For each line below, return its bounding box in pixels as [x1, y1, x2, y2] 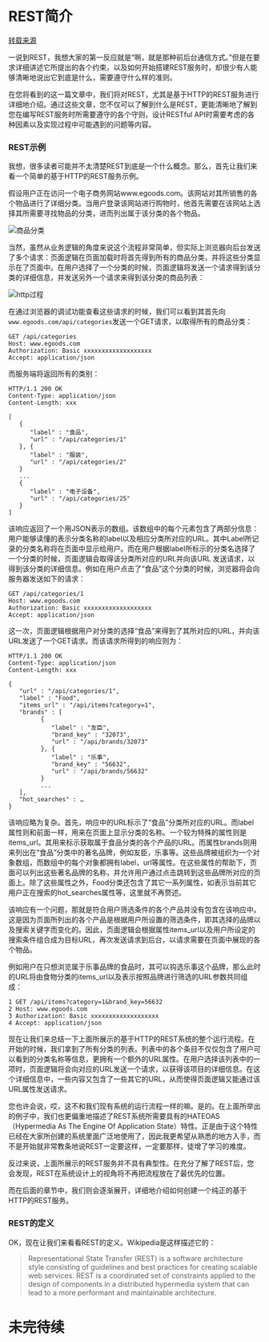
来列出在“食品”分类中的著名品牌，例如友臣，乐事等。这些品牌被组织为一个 [8, 848, 254, 858]
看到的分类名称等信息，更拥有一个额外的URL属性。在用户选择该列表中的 [14, 1054, 254, 1064]
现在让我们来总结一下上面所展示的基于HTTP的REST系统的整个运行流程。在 [8, 1034, 255, 1044]
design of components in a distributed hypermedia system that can [27, 1279, 250, 1288]
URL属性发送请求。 [8, 1085, 72, 1094]
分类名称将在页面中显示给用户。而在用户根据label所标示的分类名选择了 [22, 544, 256, 553]
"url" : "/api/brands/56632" [50, 768, 149, 776]
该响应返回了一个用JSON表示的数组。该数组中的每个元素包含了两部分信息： [8, 524, 259, 533]
